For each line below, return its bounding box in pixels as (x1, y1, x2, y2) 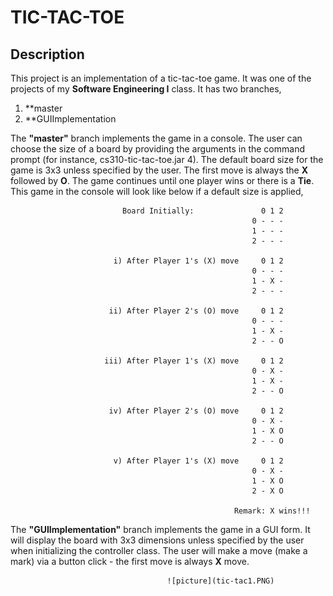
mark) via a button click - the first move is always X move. (10, 556, 250, 567)
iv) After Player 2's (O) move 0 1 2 (108, 406, 284, 416)
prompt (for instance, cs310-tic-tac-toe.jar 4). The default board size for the (10, 154, 324, 165)
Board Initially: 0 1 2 (121, 206, 284, 216)
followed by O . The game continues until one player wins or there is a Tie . (10, 175, 315, 186)
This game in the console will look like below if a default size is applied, (10, 186, 304, 197)
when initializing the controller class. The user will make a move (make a (10, 545, 308, 556)
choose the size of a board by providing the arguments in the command (10, 143, 305, 155)
